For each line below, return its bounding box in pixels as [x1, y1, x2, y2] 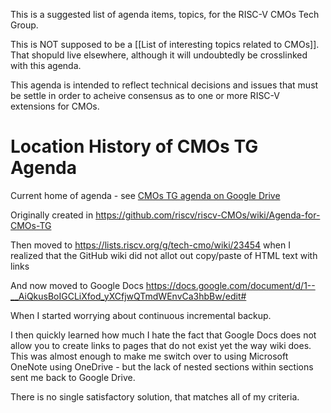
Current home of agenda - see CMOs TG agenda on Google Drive [10, 189, 281, 201]
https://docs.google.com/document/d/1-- [145, 279, 316, 291]
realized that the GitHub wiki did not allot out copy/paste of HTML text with [10, 249, 318, 261]
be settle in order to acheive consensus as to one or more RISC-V [10, 90, 280, 101]
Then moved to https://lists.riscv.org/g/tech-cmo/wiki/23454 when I [10, 239, 291, 251]
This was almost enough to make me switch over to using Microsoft [10, 350, 289, 362]
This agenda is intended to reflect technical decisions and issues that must [10, 79, 319, 91]
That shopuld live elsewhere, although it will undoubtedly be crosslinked [10, 49, 308, 61]
